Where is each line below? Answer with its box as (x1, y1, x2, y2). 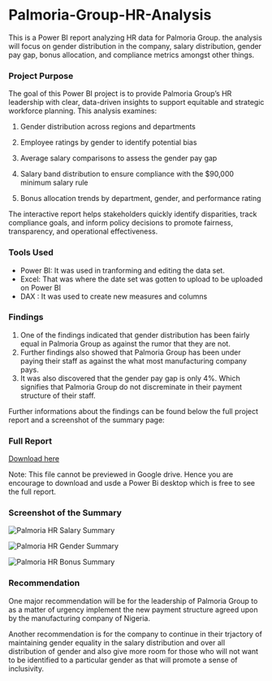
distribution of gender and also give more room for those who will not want (8, 646, 258, 656)
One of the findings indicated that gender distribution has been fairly (19, 330, 250, 339)
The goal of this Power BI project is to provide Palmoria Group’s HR (8, 89, 232, 98)
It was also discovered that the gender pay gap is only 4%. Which (19, 373, 241, 383)
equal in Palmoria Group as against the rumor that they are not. (19, 338, 231, 348)
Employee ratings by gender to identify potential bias (19, 138, 197, 147)
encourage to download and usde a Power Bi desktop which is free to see (8, 478, 256, 488)
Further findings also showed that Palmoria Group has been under (19, 347, 241, 357)
